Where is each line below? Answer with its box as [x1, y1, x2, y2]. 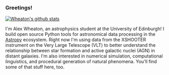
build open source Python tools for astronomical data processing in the [5, 31, 156, 38]
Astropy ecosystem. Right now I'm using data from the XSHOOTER [5, 36, 146, 43]
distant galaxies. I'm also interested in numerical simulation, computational [5, 53, 163, 59]
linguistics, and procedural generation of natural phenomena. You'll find [5, 59, 157, 65]
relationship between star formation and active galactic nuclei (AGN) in [5, 48, 155, 54]
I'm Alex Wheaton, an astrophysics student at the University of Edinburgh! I [5, 26, 164, 32]
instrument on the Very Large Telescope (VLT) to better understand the [5, 42, 156, 48]
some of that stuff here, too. [5, 64, 65, 70]
